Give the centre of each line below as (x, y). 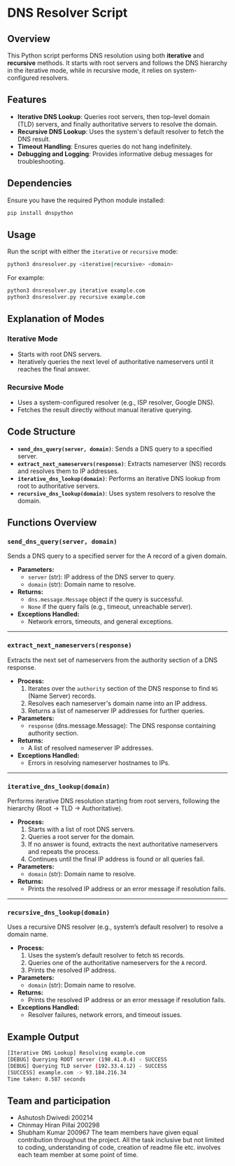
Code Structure (41, 432)
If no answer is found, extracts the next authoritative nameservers (123, 844)
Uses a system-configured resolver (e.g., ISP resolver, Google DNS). (116, 402)
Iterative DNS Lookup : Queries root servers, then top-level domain (114, 116)
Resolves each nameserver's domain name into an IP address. (117, 703)
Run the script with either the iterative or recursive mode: (93, 252)
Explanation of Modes (56, 319)
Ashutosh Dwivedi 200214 (55, 1118)
